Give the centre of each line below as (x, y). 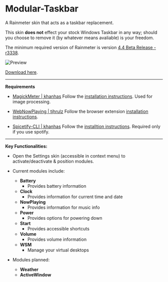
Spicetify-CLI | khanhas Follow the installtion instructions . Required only (86, 126)
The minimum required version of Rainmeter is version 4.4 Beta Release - (81, 47)
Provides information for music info (63, 207)
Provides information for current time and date (75, 197)
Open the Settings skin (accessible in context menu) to (69, 156)
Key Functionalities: (26, 146)
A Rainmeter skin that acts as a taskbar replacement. (59, 23)
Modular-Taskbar (42, 9)
